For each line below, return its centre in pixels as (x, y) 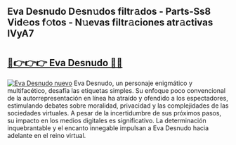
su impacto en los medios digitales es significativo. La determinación (107, 120)
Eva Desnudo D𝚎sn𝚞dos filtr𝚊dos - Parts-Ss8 (109, 12)
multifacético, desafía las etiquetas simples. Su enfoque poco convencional (117, 90)
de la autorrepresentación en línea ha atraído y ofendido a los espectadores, (118, 98)
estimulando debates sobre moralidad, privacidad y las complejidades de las (118, 106)
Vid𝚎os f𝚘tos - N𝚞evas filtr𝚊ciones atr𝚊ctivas (110, 23)
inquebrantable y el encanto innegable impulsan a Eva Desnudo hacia (108, 128)
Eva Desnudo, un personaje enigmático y (133, 83)
